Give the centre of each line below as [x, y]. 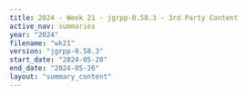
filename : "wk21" [42, 43]
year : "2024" [34, 34]
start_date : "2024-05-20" [58, 60]
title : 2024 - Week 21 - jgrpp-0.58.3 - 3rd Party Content [124, 18]
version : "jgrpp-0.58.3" [57, 52]
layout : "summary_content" [61, 77]
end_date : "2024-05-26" [55, 69]
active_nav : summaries [52, 26]
